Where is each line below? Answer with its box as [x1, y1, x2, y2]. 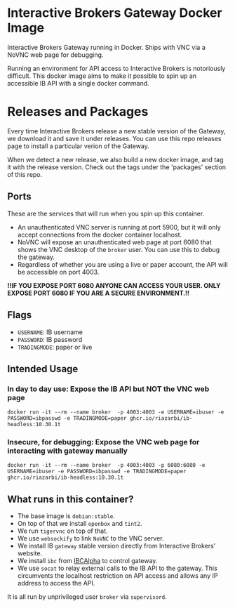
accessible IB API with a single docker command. [7, 79, 149, 87]
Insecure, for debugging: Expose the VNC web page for [7, 437, 200, 447]
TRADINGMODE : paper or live [17, 343, 93, 351]
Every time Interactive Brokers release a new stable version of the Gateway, [7, 126, 226, 135]
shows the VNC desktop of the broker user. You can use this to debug [17, 245, 220, 253]
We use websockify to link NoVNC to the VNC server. [17, 534, 164, 543]
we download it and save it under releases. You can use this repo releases [7, 134, 222, 143]
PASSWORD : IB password [17, 335, 83, 343]
